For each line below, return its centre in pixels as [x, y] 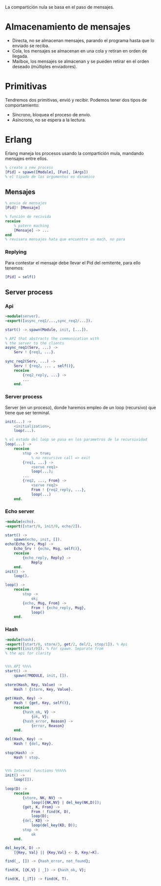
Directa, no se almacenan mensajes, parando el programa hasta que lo [83, 40]
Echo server [20, 511]
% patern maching [31, 226]
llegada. [20, 56]
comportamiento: [22, 105]
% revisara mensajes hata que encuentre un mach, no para [65, 239]
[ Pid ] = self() [20, 277]
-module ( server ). [23, 316]
